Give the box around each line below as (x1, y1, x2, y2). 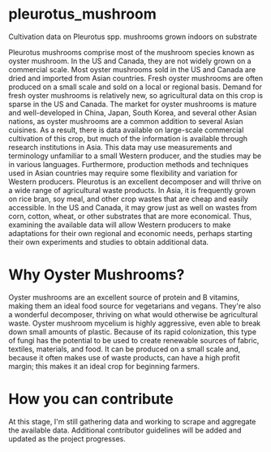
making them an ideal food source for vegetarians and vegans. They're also (8, 301, 261, 311)
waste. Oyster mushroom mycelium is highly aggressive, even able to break (8, 318, 261, 328)
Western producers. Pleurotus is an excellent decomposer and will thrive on (8, 176, 262, 187)
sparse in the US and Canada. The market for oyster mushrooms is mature (8, 99, 257, 109)
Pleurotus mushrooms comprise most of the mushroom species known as (8, 47, 255, 57)
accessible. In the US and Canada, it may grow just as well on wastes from (8, 202, 257, 212)
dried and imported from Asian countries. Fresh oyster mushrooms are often (8, 73, 264, 83)
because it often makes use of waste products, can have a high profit (8, 352, 240, 362)
